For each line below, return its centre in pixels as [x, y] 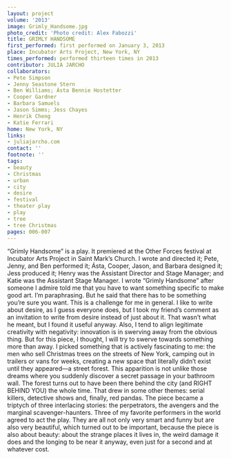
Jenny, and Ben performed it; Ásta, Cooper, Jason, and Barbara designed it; [115, 266]
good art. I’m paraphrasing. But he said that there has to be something [107, 295]
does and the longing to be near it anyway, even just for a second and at [110, 442]
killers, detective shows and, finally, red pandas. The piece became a [105, 398]
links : [17, 135]
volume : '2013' [29, 20]
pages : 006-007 [29, 232]
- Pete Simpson [29, 78]
